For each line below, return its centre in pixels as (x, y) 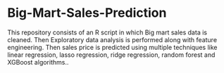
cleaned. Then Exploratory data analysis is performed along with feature (112, 39)
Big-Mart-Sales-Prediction (87, 13)
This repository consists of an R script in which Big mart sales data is (107, 32)
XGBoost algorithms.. (38, 62)
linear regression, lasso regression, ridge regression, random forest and (111, 55)
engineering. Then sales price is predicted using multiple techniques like (112, 47)
